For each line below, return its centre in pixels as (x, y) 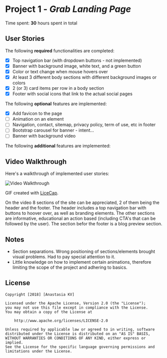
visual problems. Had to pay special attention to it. (64, 257)
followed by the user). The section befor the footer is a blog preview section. (84, 224)
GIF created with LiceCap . (32, 193)
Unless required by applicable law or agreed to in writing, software (80, 329)
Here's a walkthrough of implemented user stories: (57, 174)
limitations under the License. (39, 351)
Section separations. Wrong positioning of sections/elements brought (84, 252)
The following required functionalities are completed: (60, 50)
